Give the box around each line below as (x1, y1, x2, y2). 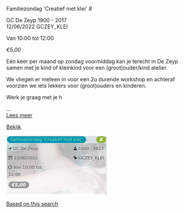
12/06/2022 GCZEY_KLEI (6, 23, 68, 30)
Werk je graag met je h (6, 94, 62, 101)
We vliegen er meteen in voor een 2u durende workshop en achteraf (6, 76, 176, 83)
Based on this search (6, 200, 59, 207)
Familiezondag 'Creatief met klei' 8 (6, 5, 92, 12)
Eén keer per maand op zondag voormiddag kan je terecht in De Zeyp (6, 58, 179, 65)
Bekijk (6, 123, 22, 130)
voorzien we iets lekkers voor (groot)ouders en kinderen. (6, 82, 147, 89)
